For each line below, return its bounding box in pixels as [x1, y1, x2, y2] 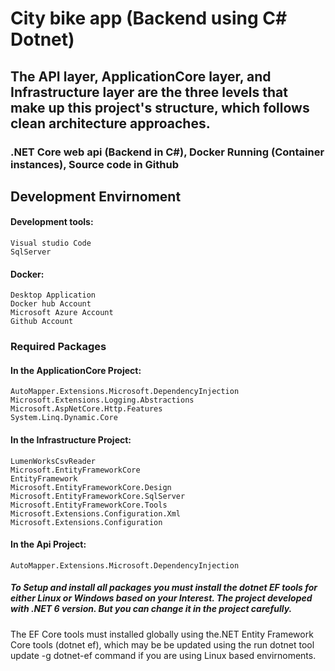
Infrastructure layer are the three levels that [10, 83, 288, 101]
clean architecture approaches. [10, 115, 211, 132]
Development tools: [10, 216, 94, 228]
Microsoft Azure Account [10, 308, 114, 318]
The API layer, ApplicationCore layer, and [10, 68, 272, 85]
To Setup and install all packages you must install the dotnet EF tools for [10, 582, 318, 594]
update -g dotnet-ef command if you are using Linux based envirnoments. [10, 649, 317, 661]
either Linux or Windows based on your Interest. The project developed [10, 592, 313, 604]
